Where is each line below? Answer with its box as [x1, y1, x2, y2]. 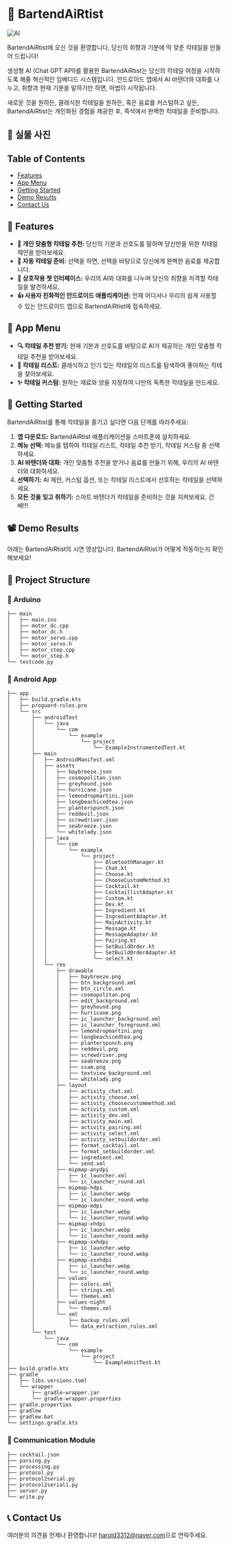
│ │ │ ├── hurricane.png [7, 1009, 122, 1017]
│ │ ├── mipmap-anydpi [7, 1166, 109, 1173]
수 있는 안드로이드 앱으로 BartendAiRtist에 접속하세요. [16, 302, 163, 310]
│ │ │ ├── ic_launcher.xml [7, 1173, 128, 1179]
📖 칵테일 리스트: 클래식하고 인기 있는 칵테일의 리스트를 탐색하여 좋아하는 [16, 361, 210, 369]
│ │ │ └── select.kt [7, 956, 134, 962]
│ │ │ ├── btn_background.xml [7, 980, 137, 987]
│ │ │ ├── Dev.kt [7, 901, 125, 908]
